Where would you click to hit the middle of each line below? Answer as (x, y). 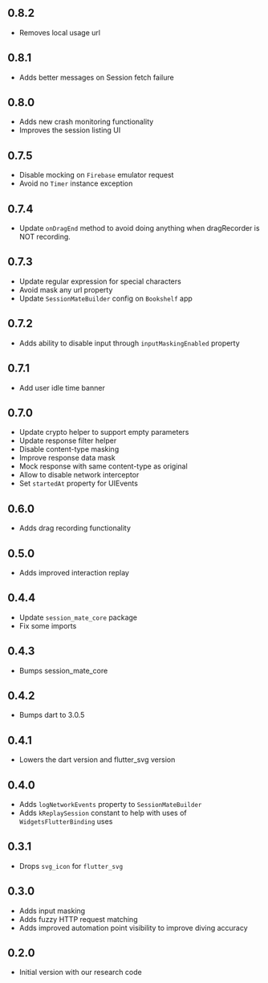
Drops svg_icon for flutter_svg (71, 866)
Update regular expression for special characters (100, 281)
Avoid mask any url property (66, 289)
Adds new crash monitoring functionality (86, 122)
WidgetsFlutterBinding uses (66, 821)
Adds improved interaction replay (74, 572)
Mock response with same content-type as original (103, 466)
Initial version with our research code (80, 973)
